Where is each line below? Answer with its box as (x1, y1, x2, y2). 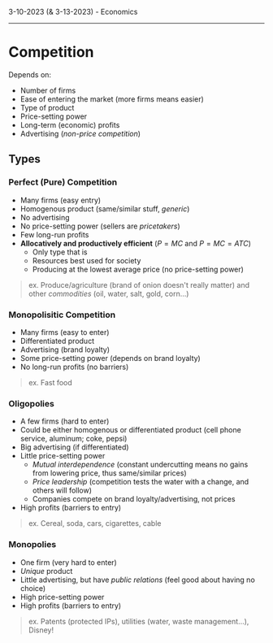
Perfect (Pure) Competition (8, 176, 118, 188)
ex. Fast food (28, 377, 73, 387)
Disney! (28, 625, 54, 635)
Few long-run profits (19, 229, 89, 239)
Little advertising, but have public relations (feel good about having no (19, 575, 256, 584)
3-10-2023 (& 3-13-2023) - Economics (8, 7, 138, 16)
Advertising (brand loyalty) (19, 345, 110, 354)
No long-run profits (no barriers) (19, 362, 129, 371)
